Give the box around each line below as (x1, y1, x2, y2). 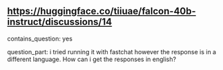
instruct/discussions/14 (7, 16, 113, 28)
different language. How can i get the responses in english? (7, 55, 177, 63)
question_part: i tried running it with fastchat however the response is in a (7, 47, 216, 56)
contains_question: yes (7, 34, 72, 43)
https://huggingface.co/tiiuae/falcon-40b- (7, 5, 197, 17)
